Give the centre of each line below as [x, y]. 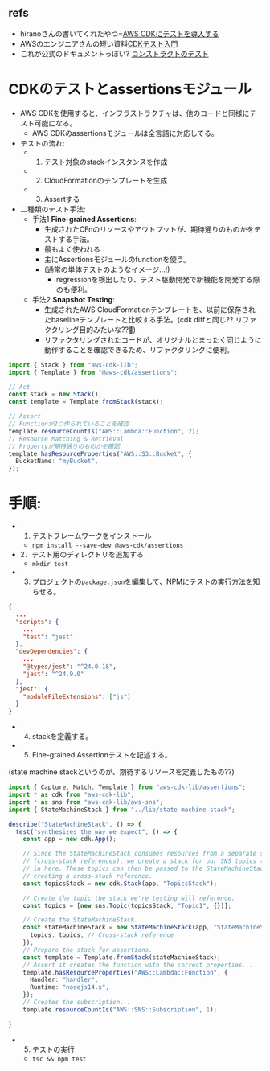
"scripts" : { [37, 622]
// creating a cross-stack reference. [88, 876]
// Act [19, 387]
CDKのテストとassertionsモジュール [130, 89]
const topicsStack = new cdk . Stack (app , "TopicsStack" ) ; [120, 884]
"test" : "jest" [48, 637]
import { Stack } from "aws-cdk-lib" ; [73, 365]
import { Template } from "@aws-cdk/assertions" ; [93, 372]
